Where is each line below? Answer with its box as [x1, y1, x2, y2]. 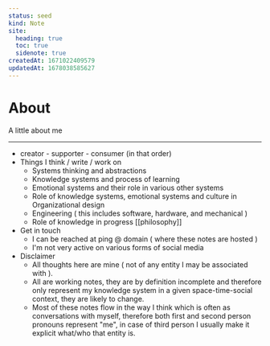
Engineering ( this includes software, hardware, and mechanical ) [31, 208, 247, 218]
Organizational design [31, 200, 105, 209]
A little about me [8, 126, 63, 135]
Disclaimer [19, 251, 56, 261]
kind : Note [8, 19, 45, 27]
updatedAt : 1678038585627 [8, 64, 95, 72]
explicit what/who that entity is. [31, 327, 136, 338]
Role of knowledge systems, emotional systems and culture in [31, 191, 237, 201]
